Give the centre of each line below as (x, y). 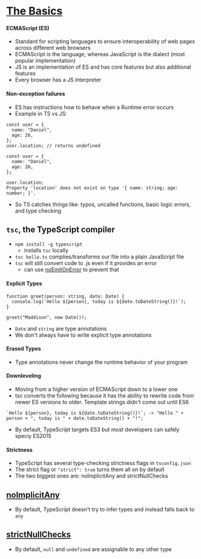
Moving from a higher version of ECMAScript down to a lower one (96, 389)
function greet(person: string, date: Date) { (65, 296)
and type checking (38, 211)
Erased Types (24, 349)
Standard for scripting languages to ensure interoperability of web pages (105, 42)
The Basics (34, 11)
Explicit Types (24, 283)
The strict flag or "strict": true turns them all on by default (90, 470)
